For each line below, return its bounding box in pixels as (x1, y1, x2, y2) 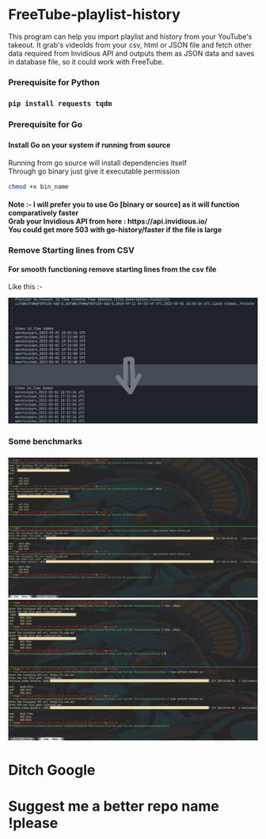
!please (8, 814, 59, 833)
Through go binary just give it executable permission (8, 166, 180, 176)
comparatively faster (8, 208, 79, 218)
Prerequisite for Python (8, 77, 101, 88)
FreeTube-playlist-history (8, 6, 180, 24)
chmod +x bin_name (8, 182, 69, 191)
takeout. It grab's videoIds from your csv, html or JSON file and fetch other (8, 40, 252, 49)
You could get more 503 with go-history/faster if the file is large (8, 225, 222, 235)
